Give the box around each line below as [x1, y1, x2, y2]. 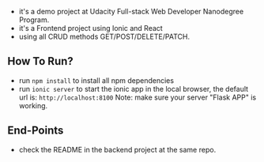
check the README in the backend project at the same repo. [18, 145, 217, 154]
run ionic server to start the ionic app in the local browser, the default [18, 84, 249, 93]
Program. [18, 15, 50, 24]
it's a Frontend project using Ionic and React [18, 24, 163, 32]
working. [18, 100, 48, 110]
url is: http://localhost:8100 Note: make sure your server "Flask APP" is [18, 92, 257, 102]
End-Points [7, 124, 64, 138]
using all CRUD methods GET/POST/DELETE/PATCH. [18, 32, 190, 41]
